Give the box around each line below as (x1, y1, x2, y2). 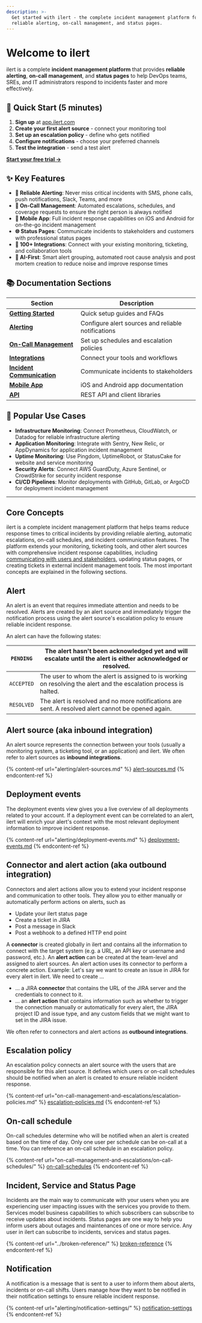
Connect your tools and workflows (80, 353, 178, 362)
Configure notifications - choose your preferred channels (14, 138, 160, 145)
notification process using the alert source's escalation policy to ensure (6, 615, 183, 622)
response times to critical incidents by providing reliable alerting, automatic (6, 530, 192, 537)
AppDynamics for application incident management (14, 446, 142, 453)
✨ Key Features (6, 173, 65, 184)
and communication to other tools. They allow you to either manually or (6, 892, 183, 899)
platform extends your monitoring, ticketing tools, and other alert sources (6, 543, 188, 550)
